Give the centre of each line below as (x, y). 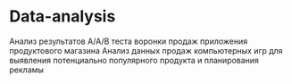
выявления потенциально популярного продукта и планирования (134, 60)
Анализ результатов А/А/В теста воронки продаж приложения (129, 41)
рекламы (27, 70)
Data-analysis (63, 17)
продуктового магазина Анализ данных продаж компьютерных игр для (146, 50)
